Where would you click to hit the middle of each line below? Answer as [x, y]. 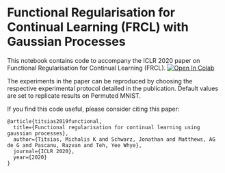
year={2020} [30, 157]
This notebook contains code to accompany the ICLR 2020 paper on [104, 60]
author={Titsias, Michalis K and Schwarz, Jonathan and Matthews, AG [114, 139]
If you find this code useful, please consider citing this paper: [93, 109]
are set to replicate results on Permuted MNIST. [74, 95]
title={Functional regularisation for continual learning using [107, 127]
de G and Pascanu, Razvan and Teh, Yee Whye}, [75, 145]
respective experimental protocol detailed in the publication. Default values [113, 88]
